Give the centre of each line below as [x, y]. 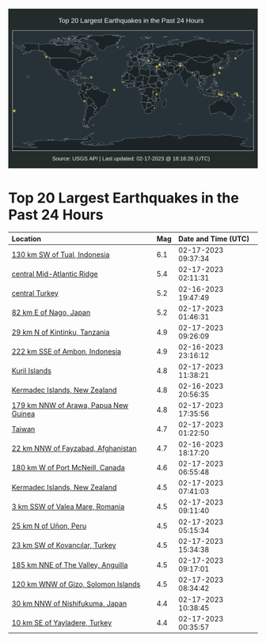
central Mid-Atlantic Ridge [55, 274]
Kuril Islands [31, 371]
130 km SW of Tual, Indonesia [61, 255]
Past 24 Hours [56, 215]
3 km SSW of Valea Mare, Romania [68, 506]
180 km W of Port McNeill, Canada [68, 468]
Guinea [23, 414]
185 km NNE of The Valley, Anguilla [70, 565]
